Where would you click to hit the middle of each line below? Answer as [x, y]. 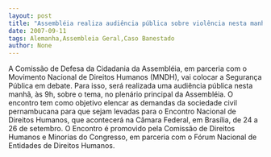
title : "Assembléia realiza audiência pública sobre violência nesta [128, 23]
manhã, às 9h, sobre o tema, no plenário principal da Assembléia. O [121, 94]
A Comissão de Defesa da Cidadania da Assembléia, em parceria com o [128, 68]
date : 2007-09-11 [38, 31]
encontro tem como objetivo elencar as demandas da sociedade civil [123, 103]
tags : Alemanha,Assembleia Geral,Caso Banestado [92, 38]
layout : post [30, 16]
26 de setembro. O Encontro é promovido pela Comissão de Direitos [122, 129]
